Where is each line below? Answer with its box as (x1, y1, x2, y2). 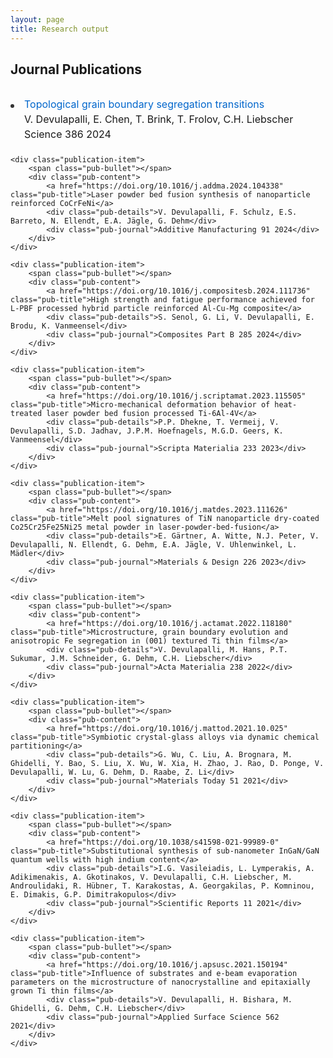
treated (10, 409, 43, 419)
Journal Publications (10, 61, 143, 78)
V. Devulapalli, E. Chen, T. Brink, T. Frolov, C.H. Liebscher (24, 112, 294, 126)
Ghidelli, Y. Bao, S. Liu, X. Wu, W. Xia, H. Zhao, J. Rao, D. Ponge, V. (10, 759, 325, 769)
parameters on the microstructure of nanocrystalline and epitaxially (10, 977, 311, 988)
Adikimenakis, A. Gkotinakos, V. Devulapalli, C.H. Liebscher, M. (10, 872, 293, 883)
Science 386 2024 (24, 127, 112, 141)
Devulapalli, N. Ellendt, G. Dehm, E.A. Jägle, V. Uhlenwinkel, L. (10, 540, 298, 550)
